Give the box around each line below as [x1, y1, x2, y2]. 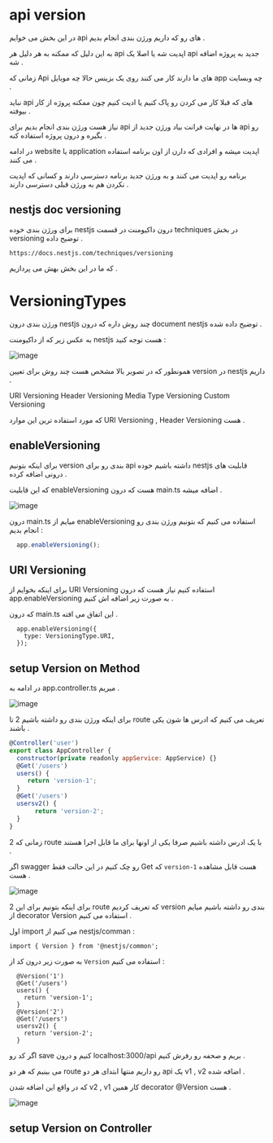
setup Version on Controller [9, 1121, 153, 1135]
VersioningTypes [9, 292, 127, 310]
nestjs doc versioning [9, 203, 121, 217]
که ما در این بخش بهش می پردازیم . [9, 263, 118, 273]
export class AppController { [9, 746, 112, 754]
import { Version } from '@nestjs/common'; [9, 942, 159, 950]
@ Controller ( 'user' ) [9, 739, 80, 747]
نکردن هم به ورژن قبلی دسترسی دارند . [9, 179, 129, 189]
